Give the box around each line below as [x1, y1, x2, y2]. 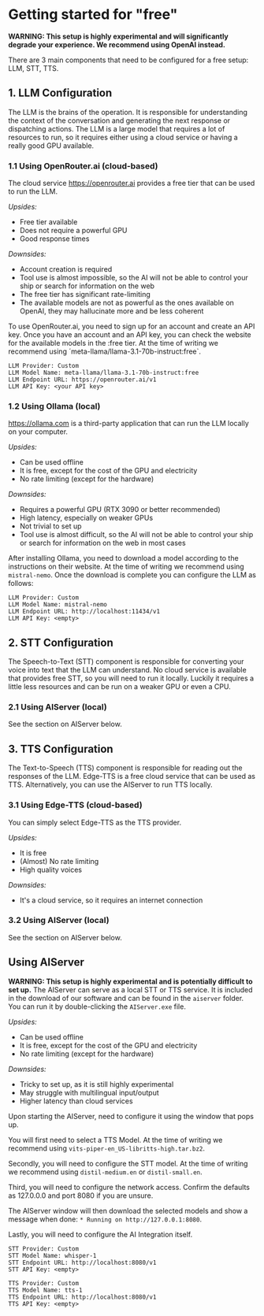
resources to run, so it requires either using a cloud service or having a [8, 132, 238, 142]
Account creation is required [19, 265, 113, 274]
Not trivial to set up [19, 521, 82, 531]
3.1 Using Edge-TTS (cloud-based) [8, 799, 143, 810]
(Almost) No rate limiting [19, 856, 99, 866]
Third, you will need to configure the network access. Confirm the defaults [8, 1182, 251, 1192]
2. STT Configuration [8, 636, 114, 649]
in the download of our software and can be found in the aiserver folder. [8, 993, 244, 1003]
